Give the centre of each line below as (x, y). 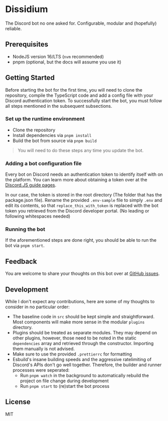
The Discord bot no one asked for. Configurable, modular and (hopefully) (81, 23)
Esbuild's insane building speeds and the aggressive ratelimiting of (82, 360)
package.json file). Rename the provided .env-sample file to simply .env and (84, 200)
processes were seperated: (41, 370)
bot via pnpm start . (25, 246)
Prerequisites (27, 45)
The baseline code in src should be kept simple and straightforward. (83, 317)
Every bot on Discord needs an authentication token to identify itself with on (84, 174)
